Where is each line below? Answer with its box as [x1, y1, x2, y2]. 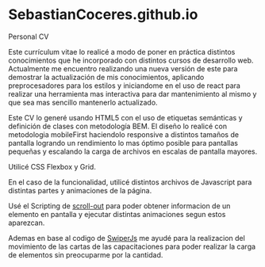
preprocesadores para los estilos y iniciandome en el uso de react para [8, 81, 240, 90]
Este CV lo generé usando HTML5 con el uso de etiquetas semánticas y [8, 113, 244, 122]
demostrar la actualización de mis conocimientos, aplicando [8, 72, 205, 82]
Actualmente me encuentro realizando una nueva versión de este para [8, 63, 238, 73]
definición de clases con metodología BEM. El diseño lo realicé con [8, 121, 228, 131]
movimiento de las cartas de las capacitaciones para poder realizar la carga [8, 242, 256, 251]
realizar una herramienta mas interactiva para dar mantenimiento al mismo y [8, 89, 257, 98]
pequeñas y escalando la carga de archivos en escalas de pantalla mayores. [8, 147, 258, 156]
